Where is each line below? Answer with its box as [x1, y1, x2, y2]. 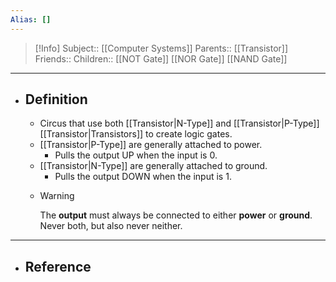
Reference [24, 258, 92, 275]
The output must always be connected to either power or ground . [39, 209, 313, 221]
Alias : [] [10, 14, 52, 25]
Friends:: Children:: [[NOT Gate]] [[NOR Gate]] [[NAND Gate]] [34, 52, 288, 65]
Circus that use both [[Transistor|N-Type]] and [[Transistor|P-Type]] [39, 117, 320, 130]
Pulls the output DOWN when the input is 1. [54, 171, 232, 183]
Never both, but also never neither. [39, 220, 183, 232]
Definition [24, 91, 88, 108]
